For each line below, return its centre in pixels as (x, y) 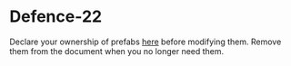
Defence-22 (56, 17)
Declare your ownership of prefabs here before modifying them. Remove (145, 42)
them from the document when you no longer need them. (117, 51)
